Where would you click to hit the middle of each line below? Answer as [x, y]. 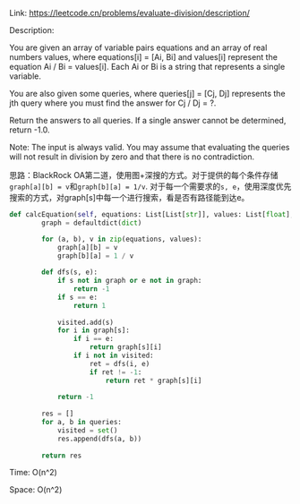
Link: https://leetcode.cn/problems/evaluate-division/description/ [130, 13]
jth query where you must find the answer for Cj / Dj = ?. [113, 103]
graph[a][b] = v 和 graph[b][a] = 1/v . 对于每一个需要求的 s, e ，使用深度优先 [150, 186]
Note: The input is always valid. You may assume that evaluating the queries [150, 147]
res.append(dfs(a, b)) [99, 439]
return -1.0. [30, 130]
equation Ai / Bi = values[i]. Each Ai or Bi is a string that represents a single [147, 67]
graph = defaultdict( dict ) [92, 223]
